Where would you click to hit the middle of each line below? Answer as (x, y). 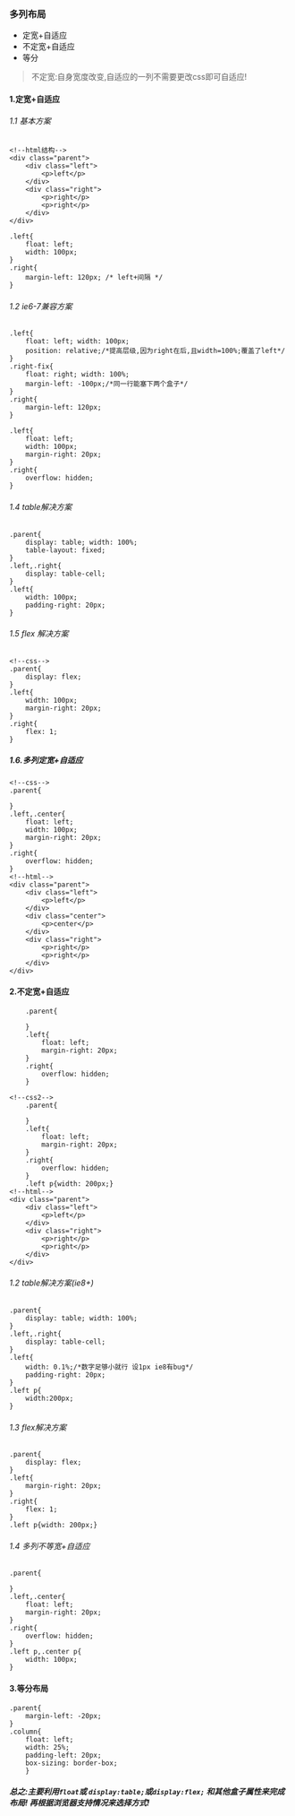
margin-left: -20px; (63, 1716)
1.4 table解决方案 (41, 506)
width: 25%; (47, 1747)
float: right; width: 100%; (77, 375)
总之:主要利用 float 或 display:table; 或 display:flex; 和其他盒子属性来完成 (147, 1792)
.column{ (25, 1732)
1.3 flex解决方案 (38, 1427)
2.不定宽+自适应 (39, 991)
